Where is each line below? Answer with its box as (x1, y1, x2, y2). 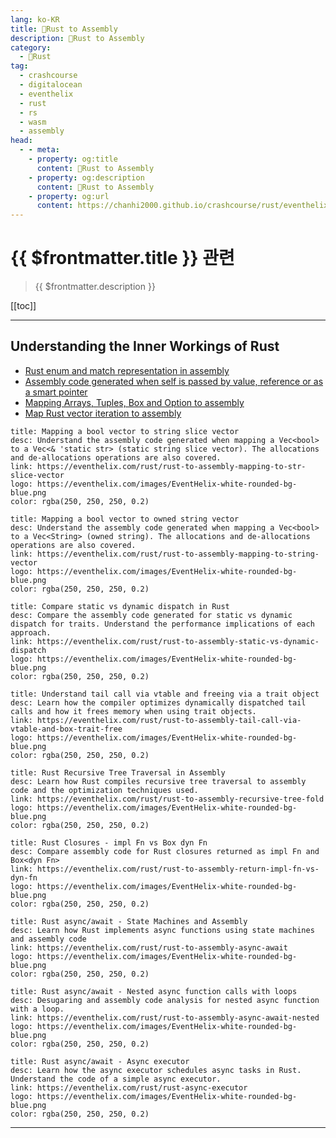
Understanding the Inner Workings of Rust (10, 338, 280, 355)
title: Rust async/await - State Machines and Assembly (10, 916, 248, 926)
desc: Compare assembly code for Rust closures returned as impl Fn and (10, 846, 320, 856)
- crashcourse (19, 71, 78, 81)
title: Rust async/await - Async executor (10, 1056, 190, 1066)
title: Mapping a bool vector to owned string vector (10, 514, 240, 524)
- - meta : (19, 145, 60, 155)
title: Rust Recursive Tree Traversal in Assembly (10, 767, 226, 778)
